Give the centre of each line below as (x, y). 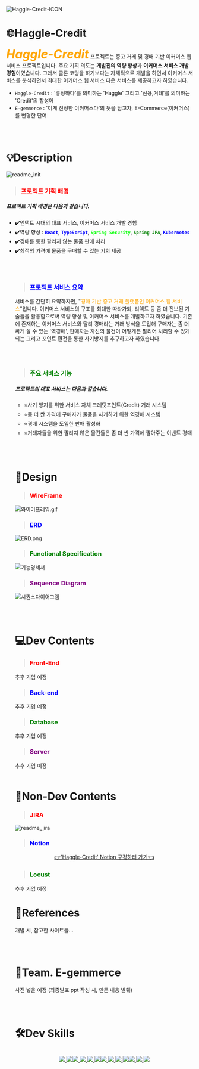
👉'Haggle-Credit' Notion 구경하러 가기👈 (104, 857)
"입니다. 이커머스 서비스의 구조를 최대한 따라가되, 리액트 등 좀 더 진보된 (102, 309)
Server (40, 752)
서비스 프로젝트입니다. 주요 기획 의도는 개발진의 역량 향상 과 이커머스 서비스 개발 (97, 65)
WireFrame (46, 496)
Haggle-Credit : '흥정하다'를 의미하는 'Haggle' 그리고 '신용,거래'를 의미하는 (102, 93)
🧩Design (36, 477)
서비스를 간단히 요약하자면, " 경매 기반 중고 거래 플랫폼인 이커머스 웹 (93, 302)
